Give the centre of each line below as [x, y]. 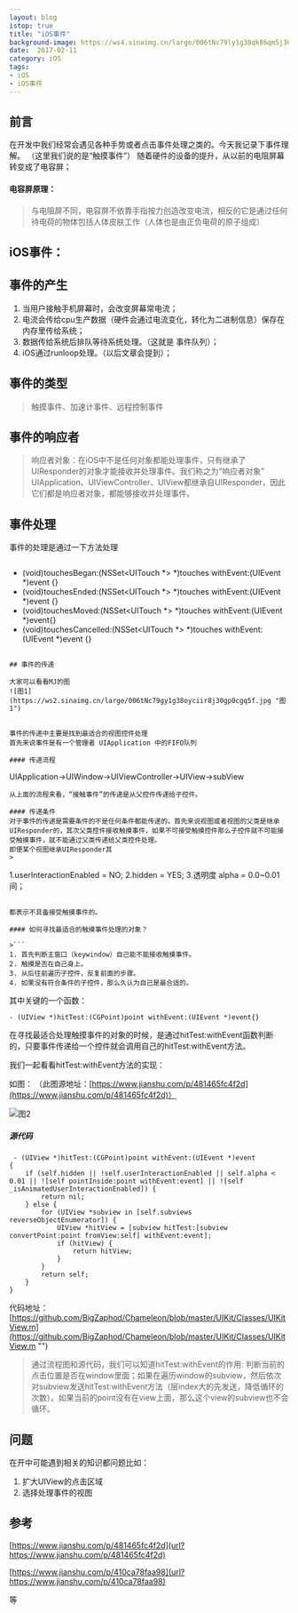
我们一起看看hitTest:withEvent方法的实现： [87, 1065]
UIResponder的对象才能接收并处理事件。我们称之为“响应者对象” [147, 471]
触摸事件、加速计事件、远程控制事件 [97, 406]
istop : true [31, 26]
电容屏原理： [32, 189]
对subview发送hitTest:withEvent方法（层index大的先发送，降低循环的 [157, 1386]
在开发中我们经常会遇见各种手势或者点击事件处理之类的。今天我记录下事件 [145, 145]
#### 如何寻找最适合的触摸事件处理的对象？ [78, 930]
